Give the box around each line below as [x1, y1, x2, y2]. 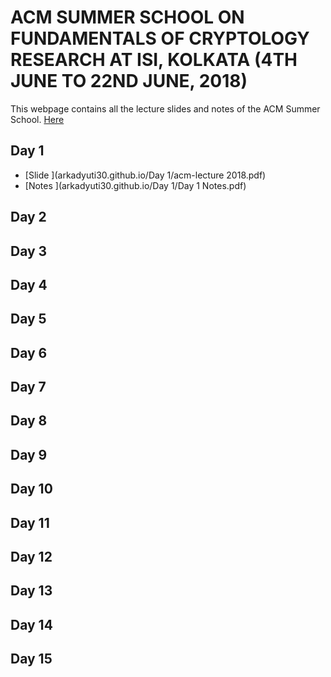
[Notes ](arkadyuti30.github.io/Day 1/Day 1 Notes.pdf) [24, 179, 247, 191]
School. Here [10, 113, 65, 125]
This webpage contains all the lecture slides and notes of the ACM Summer [10, 102, 321, 115]
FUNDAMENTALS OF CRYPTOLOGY [10, 27, 310, 50]
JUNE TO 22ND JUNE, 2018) [10, 70, 248, 93]
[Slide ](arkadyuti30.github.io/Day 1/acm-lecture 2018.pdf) [24, 169, 267, 181]
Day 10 [10, 481, 53, 498]
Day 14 [10, 616, 53, 633]
